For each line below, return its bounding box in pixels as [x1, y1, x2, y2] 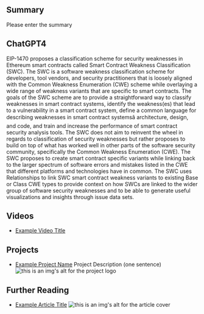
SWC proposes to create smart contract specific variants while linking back [6, 155, 195, 162]
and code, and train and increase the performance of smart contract [6, 122, 178, 130]
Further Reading [6, 285, 69, 295]
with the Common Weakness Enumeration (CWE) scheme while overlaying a [6, 80, 198, 88]
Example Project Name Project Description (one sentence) [15, 261, 161, 268]
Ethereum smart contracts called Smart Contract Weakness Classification [6, 61, 191, 69]
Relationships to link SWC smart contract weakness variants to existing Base [6, 173, 199, 181]
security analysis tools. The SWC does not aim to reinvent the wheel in [6, 128, 184, 136]
